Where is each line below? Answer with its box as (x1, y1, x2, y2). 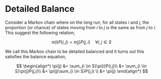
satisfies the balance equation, (5, 53, 66, 59)
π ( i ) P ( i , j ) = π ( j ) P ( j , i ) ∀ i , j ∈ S (51, 39, 112, 45)
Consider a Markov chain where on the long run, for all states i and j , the (5, 19, 149, 25)
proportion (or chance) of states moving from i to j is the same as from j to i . (5, 24, 156, 30)
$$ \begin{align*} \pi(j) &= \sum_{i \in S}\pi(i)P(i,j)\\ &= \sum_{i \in (16, 63, 147, 69)
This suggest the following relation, (5, 30, 75, 35)
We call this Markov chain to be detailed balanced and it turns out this (5, 48, 145, 54)
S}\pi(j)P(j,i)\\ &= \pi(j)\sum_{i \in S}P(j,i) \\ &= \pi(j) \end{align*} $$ (15, 68, 148, 74)
